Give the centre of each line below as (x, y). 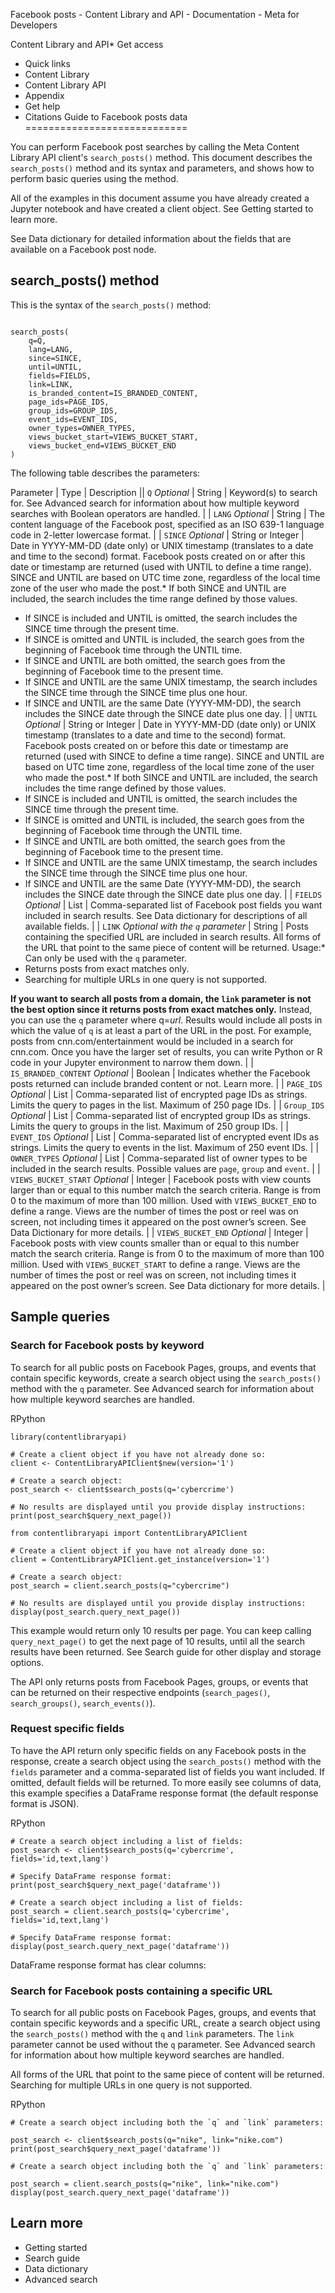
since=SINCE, (55, 358)
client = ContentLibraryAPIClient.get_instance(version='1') (140, 1559)
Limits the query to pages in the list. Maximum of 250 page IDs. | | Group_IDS (167, 1105)
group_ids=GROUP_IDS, (73, 410)
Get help (42, 106)
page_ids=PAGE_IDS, (69, 402)
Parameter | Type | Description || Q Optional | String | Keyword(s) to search (164, 492)
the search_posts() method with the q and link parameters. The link (152, 2034)
